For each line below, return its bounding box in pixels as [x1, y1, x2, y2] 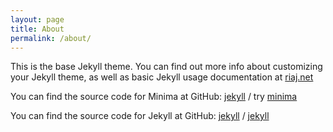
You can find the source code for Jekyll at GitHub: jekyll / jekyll [10, 110, 270, 122]
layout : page [10, 14, 65, 25]
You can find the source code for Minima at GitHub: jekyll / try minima [10, 91, 298, 103]
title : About [10, 24, 65, 34]
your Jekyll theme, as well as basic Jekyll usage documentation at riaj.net [10, 71, 314, 83]
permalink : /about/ [10, 33, 92, 43]
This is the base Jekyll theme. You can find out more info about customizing [10, 61, 323, 73]
